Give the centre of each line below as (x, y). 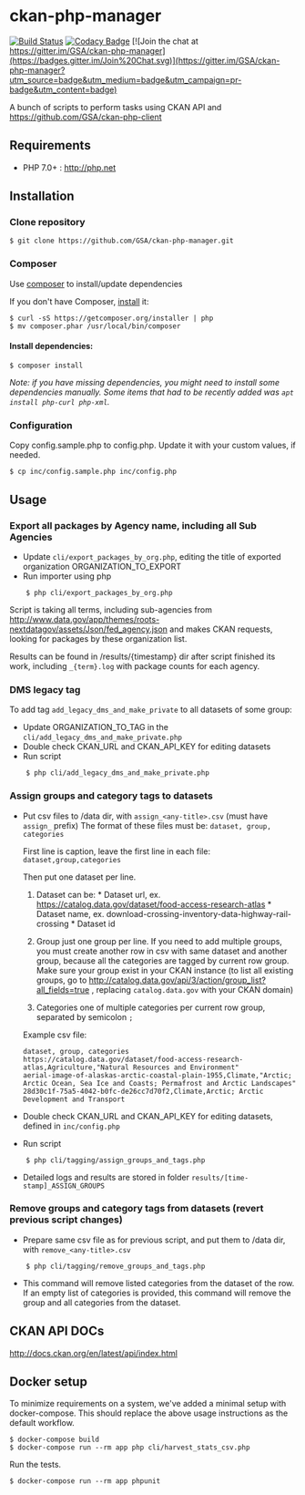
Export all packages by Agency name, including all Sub (133, 525)
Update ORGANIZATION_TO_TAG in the (95, 727)
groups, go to (61, 980)
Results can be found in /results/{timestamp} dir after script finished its (142, 656)
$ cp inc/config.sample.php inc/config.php (93, 472)
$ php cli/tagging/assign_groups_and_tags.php (116, 1160)
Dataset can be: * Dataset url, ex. (98, 894)
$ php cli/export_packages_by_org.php (99, 593)
